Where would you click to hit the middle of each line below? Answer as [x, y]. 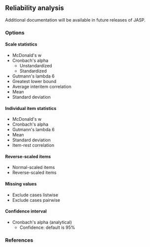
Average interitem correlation [42, 86]
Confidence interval [26, 211]
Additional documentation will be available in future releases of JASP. [75, 20]
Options [15, 32]
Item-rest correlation [33, 145]
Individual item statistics [31, 108]
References [19, 240]
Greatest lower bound [34, 81]
